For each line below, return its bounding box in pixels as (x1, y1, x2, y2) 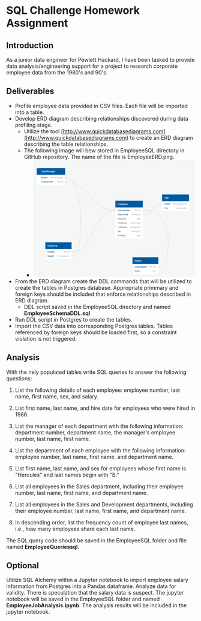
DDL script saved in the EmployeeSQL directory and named (23, 303, 171, 310)
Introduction (6, 40, 54, 50)
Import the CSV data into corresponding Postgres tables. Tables (14, 322, 173, 329)
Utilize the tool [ (23, 127, 64, 135)
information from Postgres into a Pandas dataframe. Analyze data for (6, 583, 176, 590)
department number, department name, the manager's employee (14, 428, 176, 436)
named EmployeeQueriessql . (6, 543, 80, 550)
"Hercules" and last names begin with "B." (14, 471, 119, 478)
